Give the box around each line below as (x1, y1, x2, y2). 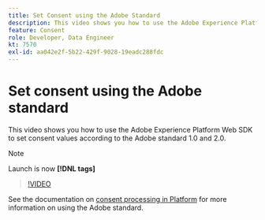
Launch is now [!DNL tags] (8, 163, 96, 173)
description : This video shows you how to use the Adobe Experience (8, 19, 238, 27)
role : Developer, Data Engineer (8, 33, 114, 42)
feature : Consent (8, 26, 65, 34)
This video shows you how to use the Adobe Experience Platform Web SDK (8, 125, 253, 134)
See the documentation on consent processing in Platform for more (8, 194, 227, 203)
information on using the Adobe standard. (8, 203, 144, 212)
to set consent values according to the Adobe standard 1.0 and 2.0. (8, 133, 226, 143)
